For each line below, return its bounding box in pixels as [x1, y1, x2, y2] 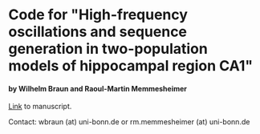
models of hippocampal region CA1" [8, 57, 254, 75]
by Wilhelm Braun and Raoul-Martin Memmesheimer [8, 83, 187, 93]
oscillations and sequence [8, 22, 187, 41]
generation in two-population [8, 40, 209, 58]
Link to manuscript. [8, 102, 72, 112]
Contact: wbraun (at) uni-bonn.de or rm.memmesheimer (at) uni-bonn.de [8, 117, 250, 127]
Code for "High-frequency [8, 6, 189, 24]
